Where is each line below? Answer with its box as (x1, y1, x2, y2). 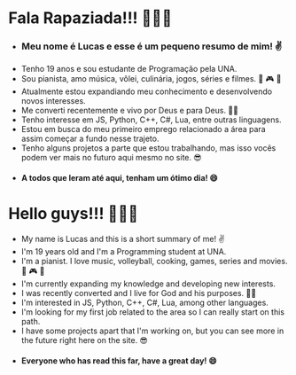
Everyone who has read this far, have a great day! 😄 (20, 355, 217, 366)
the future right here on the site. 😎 (20, 335, 148, 346)
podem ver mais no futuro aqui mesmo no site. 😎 (20, 152, 202, 163)
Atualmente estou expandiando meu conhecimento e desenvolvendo (20, 86, 272, 97)
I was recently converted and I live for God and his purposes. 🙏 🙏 (20, 288, 257, 299)
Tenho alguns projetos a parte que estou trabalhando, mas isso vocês (20, 143, 277, 153)
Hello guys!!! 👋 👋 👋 (8, 204, 139, 224)
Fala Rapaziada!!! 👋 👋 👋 (8, 8, 173, 28)
